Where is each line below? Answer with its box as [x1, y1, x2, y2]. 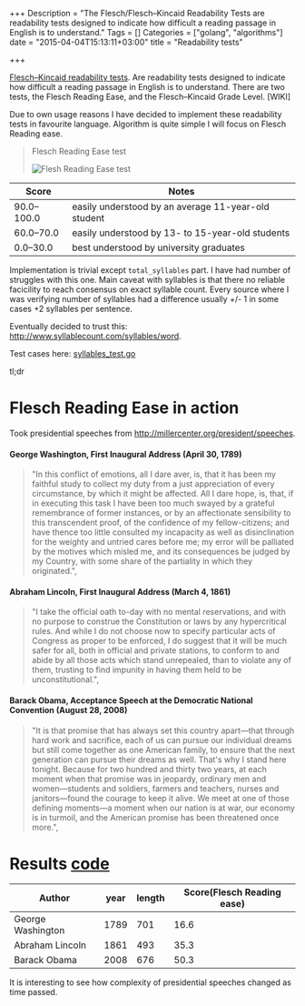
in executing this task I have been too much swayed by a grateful [31, 498, 275, 508]
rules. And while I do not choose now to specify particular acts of [31, 626, 276, 637]
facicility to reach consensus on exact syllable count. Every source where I [9, 284, 290, 295]
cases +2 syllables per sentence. [9, 304, 133, 314]
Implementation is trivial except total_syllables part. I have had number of [9, 265, 291, 276]
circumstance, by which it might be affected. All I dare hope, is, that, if [31, 488, 294, 499]
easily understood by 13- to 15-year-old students [72, 226, 290, 239]
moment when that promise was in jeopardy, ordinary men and [31, 773, 266, 784]
